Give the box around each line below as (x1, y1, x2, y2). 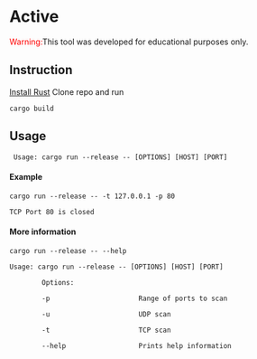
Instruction (9, 62, 73, 78)
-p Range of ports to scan (41, 294, 228, 303)
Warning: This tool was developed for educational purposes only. (9, 36, 249, 47)
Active (9, 6, 60, 27)
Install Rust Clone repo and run (9, 86, 124, 97)
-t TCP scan (41, 326, 171, 335)
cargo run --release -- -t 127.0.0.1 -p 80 (9, 192, 176, 201)
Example (9, 172, 43, 183)
